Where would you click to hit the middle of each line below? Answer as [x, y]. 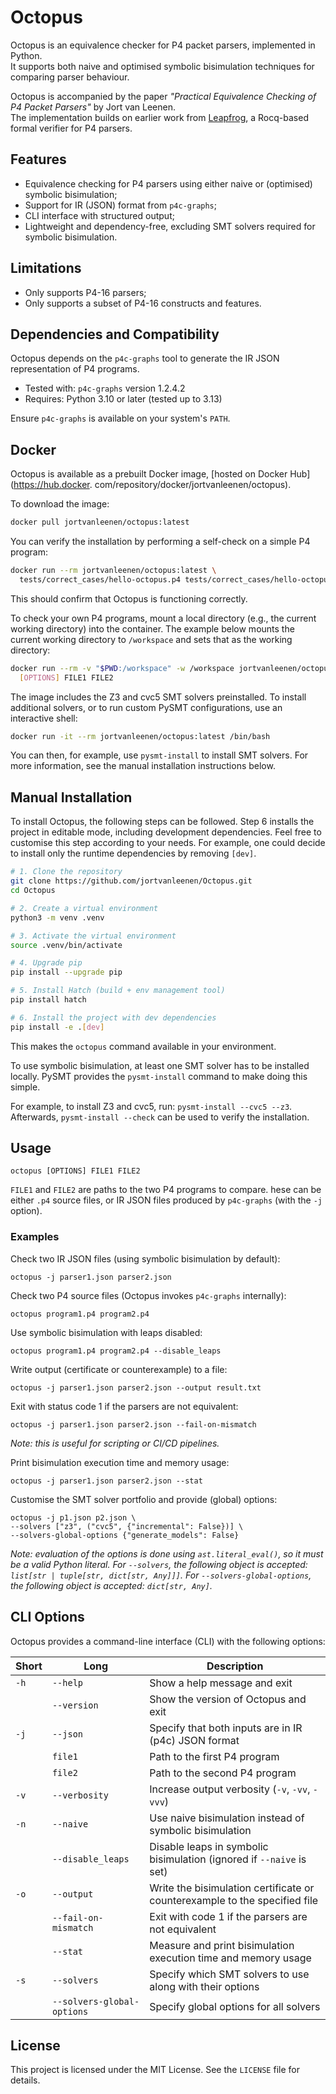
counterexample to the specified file [234, 1900]
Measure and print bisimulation [222, 1945]
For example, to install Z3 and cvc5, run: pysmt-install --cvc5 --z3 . [151, 1106]
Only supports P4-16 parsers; [85, 292]
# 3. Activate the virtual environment [93, 936]
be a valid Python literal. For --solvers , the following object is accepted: [159, 1564]
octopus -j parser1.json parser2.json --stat [106, 1481]
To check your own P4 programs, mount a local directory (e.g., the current [163, 618]
